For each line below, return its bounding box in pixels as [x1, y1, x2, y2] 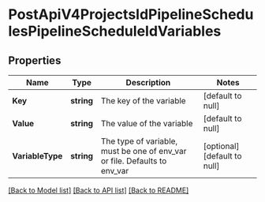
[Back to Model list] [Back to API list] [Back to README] [8, 185, 189, 195]
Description [125, 77, 171, 88]
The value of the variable [100, 118, 193, 129]
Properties [8, 54, 62, 67]
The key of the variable [100, 95, 187, 106]
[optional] [203, 140, 240, 151]
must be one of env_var [100, 146, 187, 156]
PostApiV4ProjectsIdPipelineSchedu [8, 6, 254, 24]
